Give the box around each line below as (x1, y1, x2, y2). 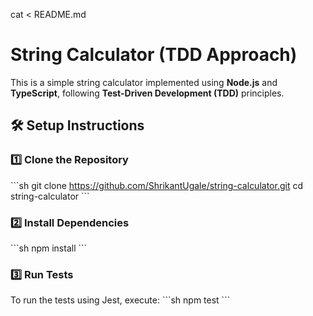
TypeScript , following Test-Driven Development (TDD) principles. (10, 87, 285, 99)
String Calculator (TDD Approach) (10, 44, 298, 66)
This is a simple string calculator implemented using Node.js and (10, 76, 278, 88)
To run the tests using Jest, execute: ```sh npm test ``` (10, 294, 231, 306)
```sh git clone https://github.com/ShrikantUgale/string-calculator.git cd (10, 179, 303, 191)
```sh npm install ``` (10, 242, 88, 254)
